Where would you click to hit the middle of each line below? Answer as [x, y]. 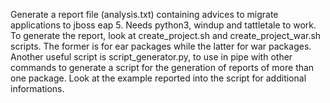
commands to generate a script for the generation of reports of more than [162, 67]
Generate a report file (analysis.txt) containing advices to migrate [144, 14]
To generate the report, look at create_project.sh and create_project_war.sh [166, 35]
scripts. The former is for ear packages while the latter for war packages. [161, 46]
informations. [37, 88]
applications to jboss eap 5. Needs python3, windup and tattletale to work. [163, 25]
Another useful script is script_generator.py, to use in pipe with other [151, 57]
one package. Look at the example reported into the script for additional [158, 78]
